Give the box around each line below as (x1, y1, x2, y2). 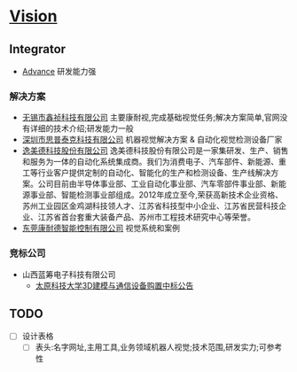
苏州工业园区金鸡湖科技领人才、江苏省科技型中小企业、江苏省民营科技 (21, 201, 279, 212)
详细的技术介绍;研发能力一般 (29, 123, 135, 134)
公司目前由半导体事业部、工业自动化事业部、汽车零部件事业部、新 (37, 179, 279, 190)
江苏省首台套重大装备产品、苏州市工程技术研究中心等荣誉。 (37, 212, 255, 222)
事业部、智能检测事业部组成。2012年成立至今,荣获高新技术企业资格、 (29, 190, 284, 200)
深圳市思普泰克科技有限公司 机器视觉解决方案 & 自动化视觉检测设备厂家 (21, 135, 283, 145)
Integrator (9, 42, 66, 57)
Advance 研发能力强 (21, 66, 97, 76)
